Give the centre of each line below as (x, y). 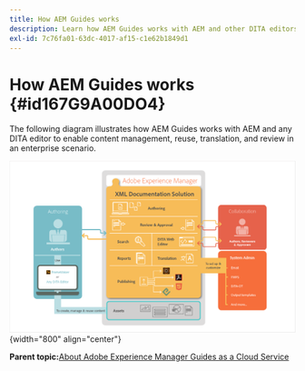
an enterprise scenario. (53, 148)
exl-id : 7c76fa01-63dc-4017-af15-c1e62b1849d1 (99, 38)
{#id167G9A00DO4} (88, 104)
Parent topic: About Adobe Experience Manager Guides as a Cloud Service (149, 357)
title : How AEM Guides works (64, 19)
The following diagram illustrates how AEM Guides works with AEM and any (151, 129)
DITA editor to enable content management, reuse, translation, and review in (152, 139)
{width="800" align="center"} (65, 339)
